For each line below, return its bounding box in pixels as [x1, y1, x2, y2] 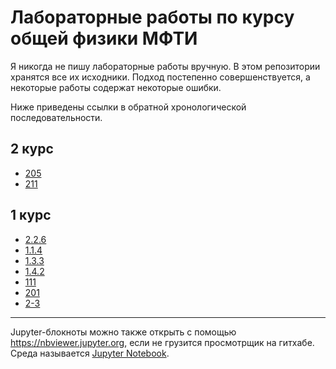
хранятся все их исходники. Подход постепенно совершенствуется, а [10, 71, 311, 83]
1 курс [10, 207, 52, 224]
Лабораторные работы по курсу [10, 6, 295, 29]
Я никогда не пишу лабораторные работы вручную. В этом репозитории [10, 60, 321, 72]
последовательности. [10, 111, 103, 123]
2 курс [10, 141, 54, 158]
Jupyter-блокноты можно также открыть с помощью [10, 326, 237, 338]
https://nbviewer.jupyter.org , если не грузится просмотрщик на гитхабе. [10, 336, 315, 348]
